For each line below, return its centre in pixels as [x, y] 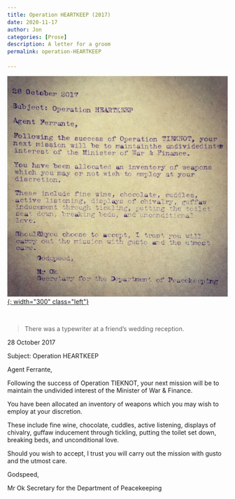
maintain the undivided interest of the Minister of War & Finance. [100, 390]
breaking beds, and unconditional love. [63, 440]
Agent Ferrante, [30, 369]
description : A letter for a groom [59, 44]
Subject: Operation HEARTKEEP [53, 356]
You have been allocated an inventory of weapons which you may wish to [113, 404]
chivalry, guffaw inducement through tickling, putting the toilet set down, [112, 432]
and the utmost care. [37, 461]
